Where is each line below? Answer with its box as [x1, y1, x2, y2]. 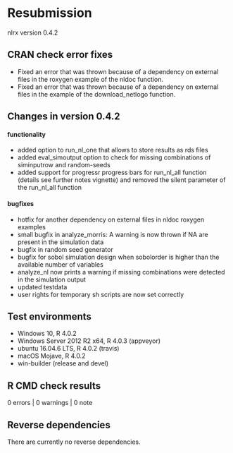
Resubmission [7, 5, 93, 21]
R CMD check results [7, 380, 101, 392]
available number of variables [17, 260, 103, 269]
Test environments [7, 310, 92, 322]
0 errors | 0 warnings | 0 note [7, 399, 93, 407]
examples [17, 222, 46, 231]
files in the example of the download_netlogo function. [17, 90, 176, 98]
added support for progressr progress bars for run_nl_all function [17, 168, 207, 177]
